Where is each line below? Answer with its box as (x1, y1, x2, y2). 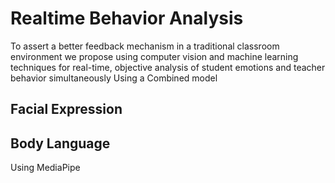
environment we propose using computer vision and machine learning (10, 50, 299, 62)
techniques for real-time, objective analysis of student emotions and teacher (10, 61, 326, 73)
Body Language (10, 135, 111, 152)
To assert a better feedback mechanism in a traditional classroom (10, 40, 280, 52)
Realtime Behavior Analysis (10, 7, 244, 30)
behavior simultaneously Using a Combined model (10, 72, 218, 84)
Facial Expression (10, 101, 123, 118)
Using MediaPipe (10, 162, 81, 174)
